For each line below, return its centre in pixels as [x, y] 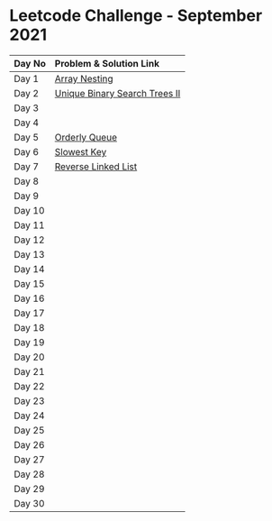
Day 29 [29, 489]
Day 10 [29, 210]
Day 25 [29, 430]
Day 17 [29, 313]
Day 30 [29, 503]
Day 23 [29, 400]
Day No [30, 63]
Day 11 [29, 224]
